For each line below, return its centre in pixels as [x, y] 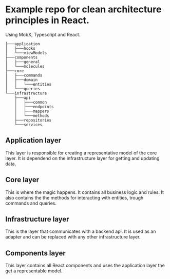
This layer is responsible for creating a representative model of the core [81, 153]
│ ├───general [23, 62]
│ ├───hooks [21, 48]
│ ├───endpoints [34, 107]
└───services [29, 125]
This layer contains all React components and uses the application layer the [85, 266]
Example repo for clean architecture [83, 9]
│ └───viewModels [26, 53]
